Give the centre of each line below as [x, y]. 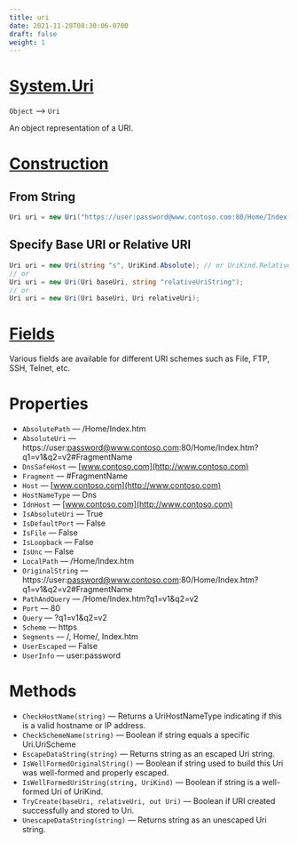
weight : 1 [27, 42]
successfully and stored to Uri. [78, 811]
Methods [43, 691]
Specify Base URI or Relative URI [100, 245]
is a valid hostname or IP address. [84, 726]
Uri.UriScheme [49, 744]
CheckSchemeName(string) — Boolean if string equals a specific [136, 735]
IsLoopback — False [58, 542]
